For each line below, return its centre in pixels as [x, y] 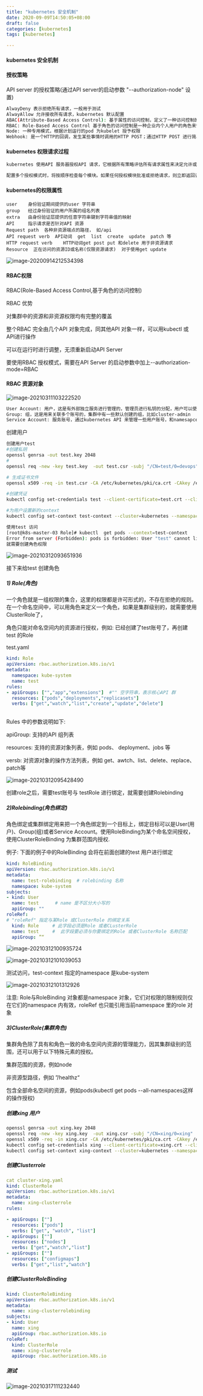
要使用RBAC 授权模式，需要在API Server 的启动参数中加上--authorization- [98, 362]
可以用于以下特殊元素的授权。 [59, 1052]
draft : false [23, 23]
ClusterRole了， [26, 615]
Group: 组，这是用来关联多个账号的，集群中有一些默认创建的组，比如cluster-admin [99, 414]
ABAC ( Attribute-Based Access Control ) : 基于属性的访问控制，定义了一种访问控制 [101, 120]
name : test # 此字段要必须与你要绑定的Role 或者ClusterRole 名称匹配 [99, 931]
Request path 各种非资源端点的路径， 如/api [59, 230]
